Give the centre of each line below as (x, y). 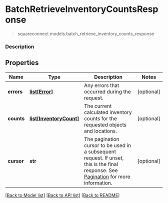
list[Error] (41, 91)
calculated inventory (108, 112)
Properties (22, 63)
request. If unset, (104, 157)
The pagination (102, 139)
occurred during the (107, 91)
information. (98, 182)
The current (98, 106)
